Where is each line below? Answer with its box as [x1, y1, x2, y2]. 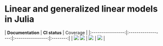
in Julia [4, 14, 35, 25]
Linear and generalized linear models [4, 3, 158, 15]
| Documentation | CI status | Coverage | [4, 30, 88, 35]
